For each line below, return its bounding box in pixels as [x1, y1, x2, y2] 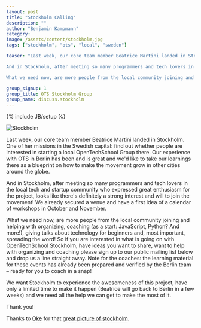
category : [6, 31, 31, 37]
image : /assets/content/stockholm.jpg [6, 37, 103, 42]
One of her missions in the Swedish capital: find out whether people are [6, 142, 183, 150]
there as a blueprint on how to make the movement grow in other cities [6, 162, 181, 169]
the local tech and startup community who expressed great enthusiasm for [6, 186, 190, 193]
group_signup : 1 [6, 85, 47, 92]
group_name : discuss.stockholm [6, 96, 84, 102]
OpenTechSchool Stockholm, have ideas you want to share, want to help [6, 242, 185, 249]
